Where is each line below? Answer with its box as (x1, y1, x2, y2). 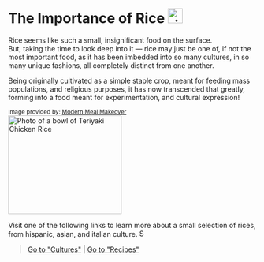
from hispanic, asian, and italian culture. (8, 229, 138, 238)
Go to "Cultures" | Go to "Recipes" (27, 245, 139, 254)
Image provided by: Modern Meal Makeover (8, 107, 127, 116)
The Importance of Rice (8, 9, 165, 28)
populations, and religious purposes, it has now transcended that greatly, (8, 84, 246, 94)
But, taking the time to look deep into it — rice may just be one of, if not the (8, 43, 252, 53)
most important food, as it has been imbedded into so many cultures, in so (8, 52, 250, 62)
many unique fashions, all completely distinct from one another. (8, 60, 214, 70)
